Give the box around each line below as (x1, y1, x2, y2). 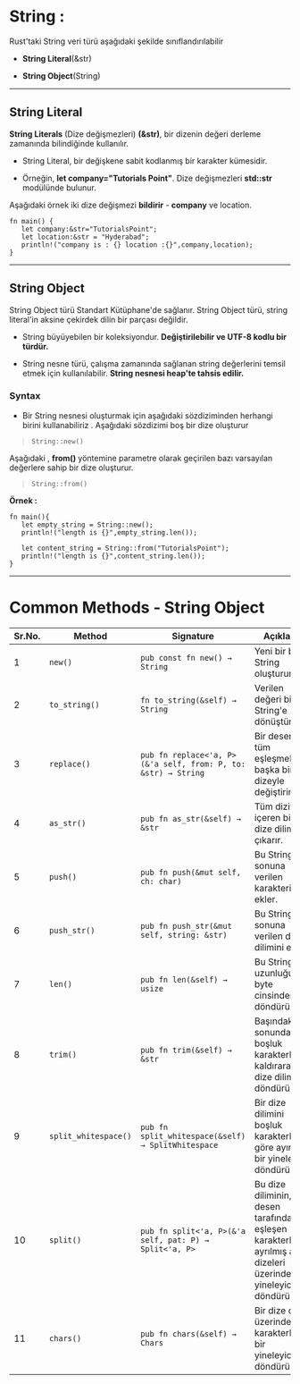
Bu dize (254, 1177, 286, 1190)
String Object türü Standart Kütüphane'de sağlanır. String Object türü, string (9, 304, 288, 315)
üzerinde (254, 1267, 292, 1279)
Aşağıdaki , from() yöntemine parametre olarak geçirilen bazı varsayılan (9, 452, 273, 463)
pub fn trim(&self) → (139, 1044, 232, 1055)
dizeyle (254, 774, 285, 787)
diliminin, (254, 1189, 292, 1202)
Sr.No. (13, 629, 41, 642)
